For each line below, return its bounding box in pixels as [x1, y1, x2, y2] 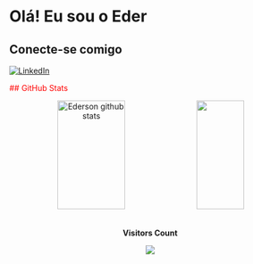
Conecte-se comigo [9, 42, 122, 57]
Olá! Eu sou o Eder [9, 6, 148, 27]
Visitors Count [122, 227, 178, 238]
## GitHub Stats [9, 83, 69, 93]
